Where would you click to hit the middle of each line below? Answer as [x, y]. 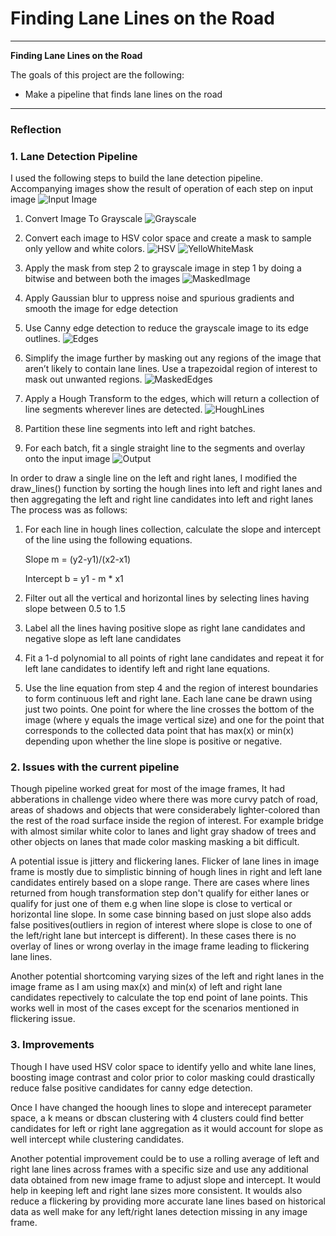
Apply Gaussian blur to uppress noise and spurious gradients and [159, 298]
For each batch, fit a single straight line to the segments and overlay [165, 448]
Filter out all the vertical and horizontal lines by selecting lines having [167, 598]
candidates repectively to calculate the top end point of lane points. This [159, 998]
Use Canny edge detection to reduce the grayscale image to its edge [167, 328]
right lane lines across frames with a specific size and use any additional [159, 1169]
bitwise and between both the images [102, 279]
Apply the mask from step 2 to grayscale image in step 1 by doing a [163, 268]
